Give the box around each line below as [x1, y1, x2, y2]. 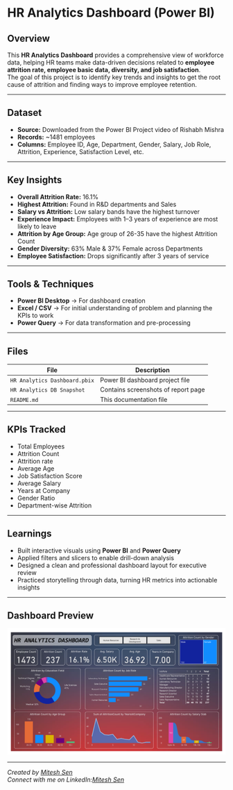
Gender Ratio [17, 494, 55, 502]
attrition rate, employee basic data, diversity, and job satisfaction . [7, 66, 201, 74]
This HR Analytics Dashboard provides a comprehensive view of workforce [7, 51, 224, 59]
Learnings [7, 528, 52, 539]
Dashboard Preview [7, 610, 94, 622]
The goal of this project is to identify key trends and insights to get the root [7, 73, 221, 81]
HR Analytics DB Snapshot [10, 387, 85, 394]
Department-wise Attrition [17, 501, 92, 510]
